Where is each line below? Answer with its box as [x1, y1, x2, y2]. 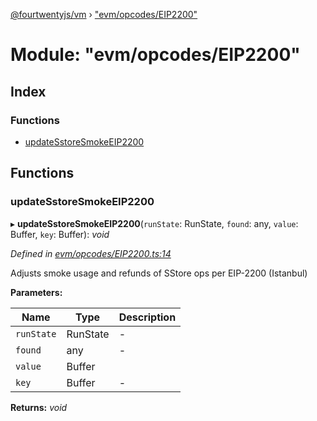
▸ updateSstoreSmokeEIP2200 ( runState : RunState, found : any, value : [10, 217, 299, 229]
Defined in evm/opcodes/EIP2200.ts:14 [10, 247, 172, 259]
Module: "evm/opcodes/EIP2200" [10, 44, 301, 66]
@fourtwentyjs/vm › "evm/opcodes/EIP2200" [10, 9, 198, 20]
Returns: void [10, 401, 68, 413]
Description [118, 310, 177, 324]
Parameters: [10, 286, 63, 298]
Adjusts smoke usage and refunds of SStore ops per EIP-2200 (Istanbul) [10, 267, 308, 279]
